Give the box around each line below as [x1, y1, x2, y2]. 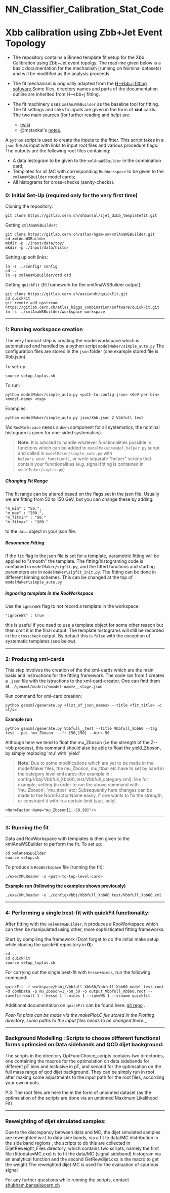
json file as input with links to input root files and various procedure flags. [5, 142, 158, 148]
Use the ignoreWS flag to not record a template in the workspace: [5, 603, 140, 609]
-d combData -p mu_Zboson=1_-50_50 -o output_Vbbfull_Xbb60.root [5, 989, 146, 994]
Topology [5, 38, 46, 49]
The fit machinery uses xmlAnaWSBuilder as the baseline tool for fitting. [12, 101, 159, 107]
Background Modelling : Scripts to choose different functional [5, 1035, 160, 1042]
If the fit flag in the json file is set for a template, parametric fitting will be [5, 553, 159, 559]
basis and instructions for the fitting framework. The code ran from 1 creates [5, 672, 164, 679]
